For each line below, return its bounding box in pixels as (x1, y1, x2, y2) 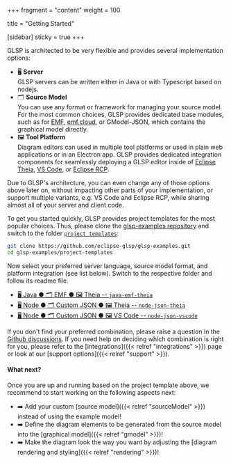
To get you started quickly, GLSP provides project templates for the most (7, 214, 215, 222)
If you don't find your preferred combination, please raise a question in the (7, 327, 221, 336)
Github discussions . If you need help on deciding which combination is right (7, 334, 224, 343)
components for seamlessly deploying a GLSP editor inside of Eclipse (17, 158, 216, 166)
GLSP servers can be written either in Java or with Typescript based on (17, 78, 222, 86)
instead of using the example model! (17, 412, 121, 421)
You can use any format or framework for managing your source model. (17, 103, 223, 111)
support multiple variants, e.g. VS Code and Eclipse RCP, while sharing (7, 194, 209, 201)
